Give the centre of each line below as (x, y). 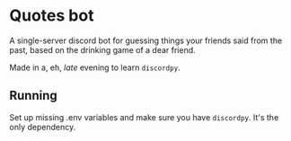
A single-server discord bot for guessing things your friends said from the (146, 40)
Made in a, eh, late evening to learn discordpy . (95, 67)
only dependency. (43, 127)
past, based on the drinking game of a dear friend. (102, 49)
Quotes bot (52, 16)
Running (34, 96)
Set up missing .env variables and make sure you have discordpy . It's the (144, 117)
